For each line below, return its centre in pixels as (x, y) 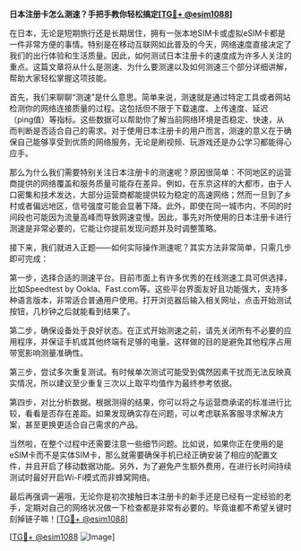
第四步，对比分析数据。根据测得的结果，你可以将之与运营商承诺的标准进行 (146, 402)
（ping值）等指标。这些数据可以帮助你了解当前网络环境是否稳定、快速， (143, 119)
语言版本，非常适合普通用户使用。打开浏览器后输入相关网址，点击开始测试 (154, 300)
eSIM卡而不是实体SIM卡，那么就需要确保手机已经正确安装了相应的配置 (140, 455)
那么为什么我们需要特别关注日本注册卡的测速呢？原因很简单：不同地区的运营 (150, 172)
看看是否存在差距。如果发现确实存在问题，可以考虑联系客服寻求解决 (150, 413)
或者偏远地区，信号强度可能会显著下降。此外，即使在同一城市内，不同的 (150, 206)
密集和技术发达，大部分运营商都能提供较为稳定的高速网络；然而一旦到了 (150, 195)
